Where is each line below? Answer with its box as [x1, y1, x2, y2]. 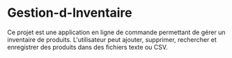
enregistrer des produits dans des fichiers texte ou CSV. [7, 43, 169, 51]
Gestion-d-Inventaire [7, 5, 132, 21]
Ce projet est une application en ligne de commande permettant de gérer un [7, 28, 226, 36]
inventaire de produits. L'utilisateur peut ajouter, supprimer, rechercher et [7, 35, 217, 43]
